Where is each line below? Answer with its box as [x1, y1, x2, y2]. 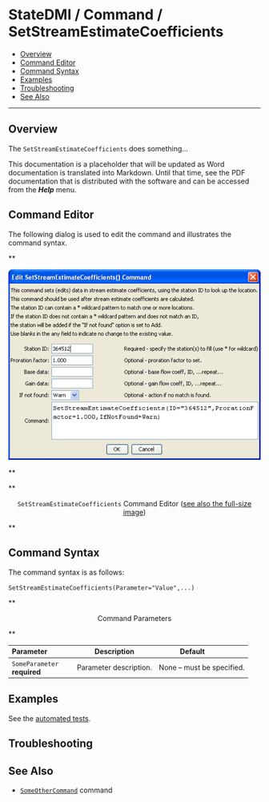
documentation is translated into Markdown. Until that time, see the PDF [8, 167, 246, 177]
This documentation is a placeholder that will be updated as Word [8, 159, 225, 169]
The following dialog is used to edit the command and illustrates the [8, 229, 232, 239]
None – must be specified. [159, 663, 246, 672]
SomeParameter [11, 659, 59, 668]
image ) [122, 507, 147, 517]
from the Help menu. [8, 184, 78, 194]
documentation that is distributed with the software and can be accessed [8, 176, 250, 186]
